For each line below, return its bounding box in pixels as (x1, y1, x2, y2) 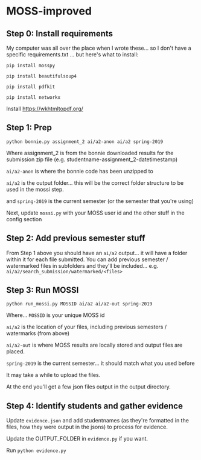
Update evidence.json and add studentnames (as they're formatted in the (6, 417, 189, 424)
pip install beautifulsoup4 (6, 73, 77, 79)
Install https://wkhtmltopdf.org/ (6, 105, 83, 112)
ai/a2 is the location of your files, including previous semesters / (6, 323, 167, 331)
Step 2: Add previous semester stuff (6, 233, 145, 244)
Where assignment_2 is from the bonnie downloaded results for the (6, 149, 174, 156)
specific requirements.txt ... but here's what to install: (6, 51, 139, 58)
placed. (6, 348, 25, 355)
